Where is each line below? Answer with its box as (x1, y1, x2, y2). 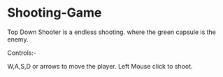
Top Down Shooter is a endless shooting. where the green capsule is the (7, 28, 217, 36)
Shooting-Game (7, 5, 102, 21)
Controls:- (7, 49, 37, 57)
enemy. (7, 35, 29, 43)
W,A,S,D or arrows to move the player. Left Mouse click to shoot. (7, 62, 194, 70)
